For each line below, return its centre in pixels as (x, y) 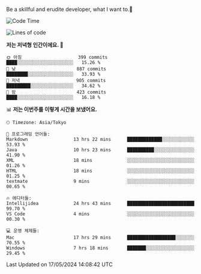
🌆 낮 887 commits (56, 69)
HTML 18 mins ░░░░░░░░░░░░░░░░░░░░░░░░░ (100, 171)
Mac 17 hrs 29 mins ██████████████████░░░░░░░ (100, 237)
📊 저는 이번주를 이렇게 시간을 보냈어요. (52, 109)
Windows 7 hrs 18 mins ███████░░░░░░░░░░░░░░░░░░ (100, 248)
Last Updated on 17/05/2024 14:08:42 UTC (59, 264)
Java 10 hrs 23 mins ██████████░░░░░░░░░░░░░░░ (100, 150)
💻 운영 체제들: (23, 231)
